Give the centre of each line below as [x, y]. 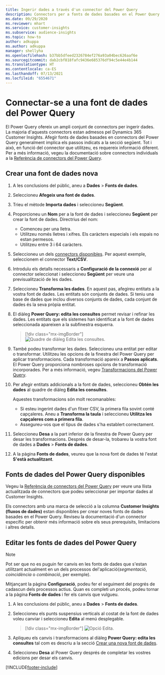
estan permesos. [37, 239]
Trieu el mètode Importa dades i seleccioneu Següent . [68, 204]
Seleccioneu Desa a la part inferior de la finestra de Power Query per [82, 434]
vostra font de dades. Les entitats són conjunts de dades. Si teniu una [83, 294]
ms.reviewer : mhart [26, 23]
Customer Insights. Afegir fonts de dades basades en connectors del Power [82, 137]
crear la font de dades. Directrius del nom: [55, 219]
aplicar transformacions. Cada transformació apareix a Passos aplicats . [85, 359]
